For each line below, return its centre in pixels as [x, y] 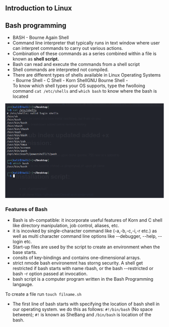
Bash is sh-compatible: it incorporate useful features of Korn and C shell [87, 220]
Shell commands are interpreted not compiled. [61, 70]
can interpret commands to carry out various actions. [68, 48]
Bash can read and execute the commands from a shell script [76, 64]
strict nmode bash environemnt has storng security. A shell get [78, 263]
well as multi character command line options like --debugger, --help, [84, 236]
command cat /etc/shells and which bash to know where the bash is [85, 91]
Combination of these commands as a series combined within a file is [84, 54]
